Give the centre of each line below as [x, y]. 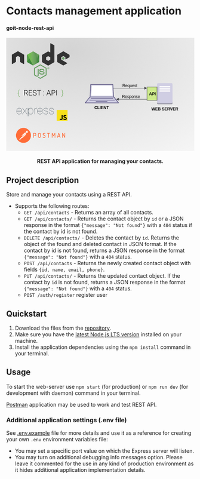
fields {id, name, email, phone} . [64, 269]
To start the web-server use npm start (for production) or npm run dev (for [97, 386]
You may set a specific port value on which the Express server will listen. [104, 451]
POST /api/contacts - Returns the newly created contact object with [107, 263]
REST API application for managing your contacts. [100, 161]
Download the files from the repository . [63, 328]
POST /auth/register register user [66, 295]
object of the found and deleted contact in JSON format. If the [100, 244]
